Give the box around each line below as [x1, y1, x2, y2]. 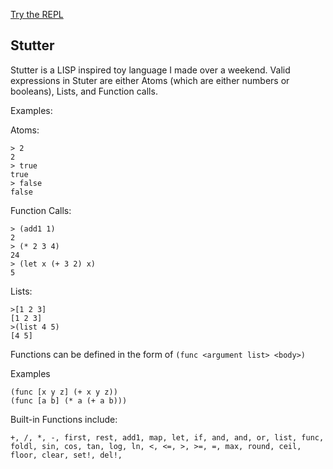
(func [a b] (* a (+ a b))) [10, 395, 128, 406]
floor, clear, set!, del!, [10, 450, 123, 460]
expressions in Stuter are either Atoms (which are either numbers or [10, 74, 290, 86]
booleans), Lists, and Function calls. [10, 85, 158, 97]
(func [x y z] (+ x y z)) [10, 387, 118, 397]
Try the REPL [10, 9, 64, 20]
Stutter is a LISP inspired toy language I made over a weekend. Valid [10, 64, 291, 76]
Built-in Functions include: [10, 413, 118, 425]
